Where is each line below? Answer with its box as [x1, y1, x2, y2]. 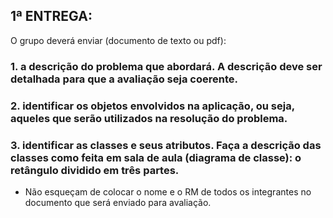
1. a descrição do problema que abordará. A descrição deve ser [10, 59, 323, 73]
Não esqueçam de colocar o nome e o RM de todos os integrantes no [24, 185, 312, 198]
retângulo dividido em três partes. [10, 163, 180, 177]
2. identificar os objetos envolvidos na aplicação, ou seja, [10, 99, 295, 113]
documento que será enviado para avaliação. [24, 196, 212, 208]
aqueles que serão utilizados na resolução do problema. [10, 111, 288, 125]
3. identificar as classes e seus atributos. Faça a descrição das [10, 138, 322, 152]
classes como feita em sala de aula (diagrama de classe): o [10, 150, 302, 164]
